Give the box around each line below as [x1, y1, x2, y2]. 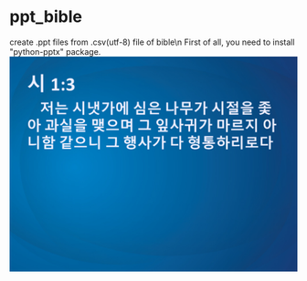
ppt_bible [9, 6, 82, 27]
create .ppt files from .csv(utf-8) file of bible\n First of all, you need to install [9, 36, 295, 47]
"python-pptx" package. [9, 46, 101, 57]
